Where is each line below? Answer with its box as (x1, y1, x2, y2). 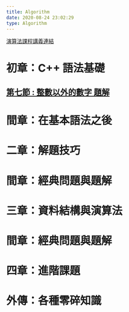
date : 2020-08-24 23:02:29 (6, 15, 74, 21)
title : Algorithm (6, 8, 50, 15)
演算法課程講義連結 (6, 38, 54, 45)
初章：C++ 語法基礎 (6, 61, 105, 75)
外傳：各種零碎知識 (6, 294, 102, 308)
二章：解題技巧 (6, 144, 81, 158)
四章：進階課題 (6, 264, 81, 278)
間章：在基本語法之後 (6, 114, 113, 127)
